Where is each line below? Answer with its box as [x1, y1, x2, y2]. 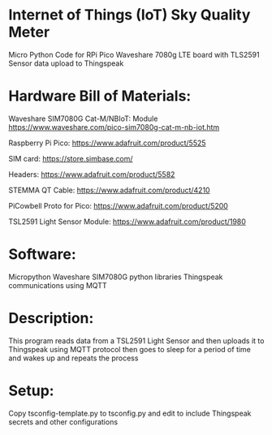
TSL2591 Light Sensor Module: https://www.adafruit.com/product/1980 [8, 217, 246, 226]
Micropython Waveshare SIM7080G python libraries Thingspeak [8, 272, 223, 282]
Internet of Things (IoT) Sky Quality [8, 6, 251, 24]
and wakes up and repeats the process [8, 353, 139, 363]
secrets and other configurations [8, 416, 119, 427]
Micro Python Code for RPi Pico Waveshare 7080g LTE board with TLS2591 [8, 50, 260, 59]
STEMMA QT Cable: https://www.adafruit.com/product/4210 [8, 185, 210, 195]
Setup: [8, 381, 54, 399]
